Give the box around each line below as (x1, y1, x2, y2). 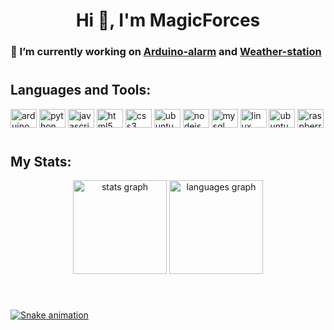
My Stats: (10, 153, 72, 170)
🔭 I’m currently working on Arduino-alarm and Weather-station (10, 45, 322, 59)
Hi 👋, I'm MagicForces (75, 9, 261, 32)
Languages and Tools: (10, 82, 152, 99)
